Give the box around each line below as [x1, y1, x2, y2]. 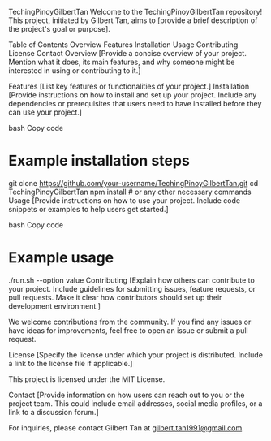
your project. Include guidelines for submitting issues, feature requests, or [8, 283, 256, 293]
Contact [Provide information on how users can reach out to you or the [8, 390, 245, 400]
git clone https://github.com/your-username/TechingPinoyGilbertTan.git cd [8, 178, 258, 188]
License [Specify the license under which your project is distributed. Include [8, 349, 264, 360]
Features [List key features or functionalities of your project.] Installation [8, 81, 250, 91]
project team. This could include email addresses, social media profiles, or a [8, 398, 263, 409]
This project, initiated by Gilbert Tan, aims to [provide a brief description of [8, 15, 258, 25]
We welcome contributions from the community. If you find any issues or [8, 317, 252, 326]
